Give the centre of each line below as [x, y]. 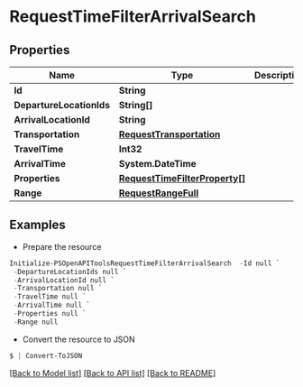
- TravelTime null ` [50, 297]
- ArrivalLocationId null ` [64, 280]
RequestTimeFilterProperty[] [182, 178]
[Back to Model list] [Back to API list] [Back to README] [113, 373]
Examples [37, 225]
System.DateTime [157, 164]
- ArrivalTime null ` [52, 305]
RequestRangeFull [159, 193]
